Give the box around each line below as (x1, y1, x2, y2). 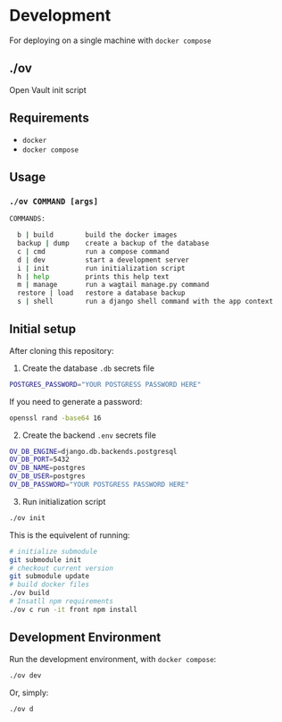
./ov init (9, 513, 46, 523)
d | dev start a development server (17, 256, 190, 264)
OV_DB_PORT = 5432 (9, 455, 70, 465)
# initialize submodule (9, 547, 98, 556)
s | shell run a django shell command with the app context (17, 297, 274, 306)
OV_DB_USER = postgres (9, 472, 87, 481)
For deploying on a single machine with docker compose (9, 35, 211, 46)
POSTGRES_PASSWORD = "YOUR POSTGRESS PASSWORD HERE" (9, 380, 202, 389)
